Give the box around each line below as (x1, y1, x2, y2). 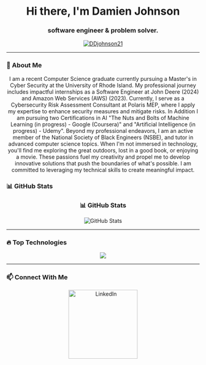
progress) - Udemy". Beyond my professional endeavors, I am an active (12, 127, 194, 134)
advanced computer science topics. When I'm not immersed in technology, (8, 140, 198, 148)
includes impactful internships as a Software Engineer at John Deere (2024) (7, 88, 199, 96)
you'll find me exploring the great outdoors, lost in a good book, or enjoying (7, 146, 199, 154)
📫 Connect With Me (6, 273, 68, 282)
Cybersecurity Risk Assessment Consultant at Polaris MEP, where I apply (10, 101, 196, 108)
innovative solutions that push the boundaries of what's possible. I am (15, 159, 191, 167)
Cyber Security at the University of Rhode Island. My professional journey (10, 81, 196, 89)
